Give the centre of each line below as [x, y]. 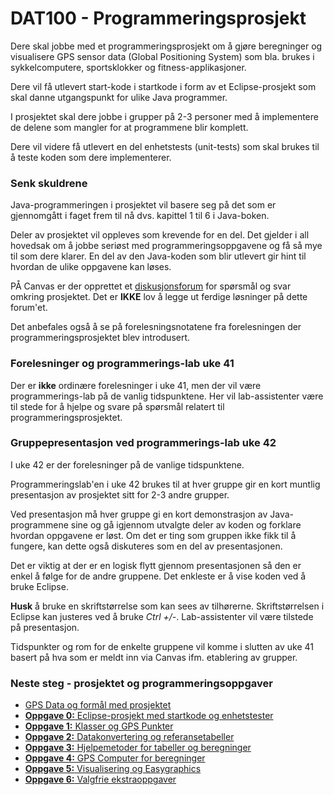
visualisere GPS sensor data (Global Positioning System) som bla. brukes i [162, 56]
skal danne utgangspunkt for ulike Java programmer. [119, 97]
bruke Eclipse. [39, 586]
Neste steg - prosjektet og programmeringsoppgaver [141, 683]
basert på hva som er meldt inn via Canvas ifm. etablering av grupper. [154, 657]
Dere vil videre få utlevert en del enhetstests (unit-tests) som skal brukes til [165, 146]
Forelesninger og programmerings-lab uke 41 [122, 364]
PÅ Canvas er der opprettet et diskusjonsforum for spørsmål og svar [151, 286]
